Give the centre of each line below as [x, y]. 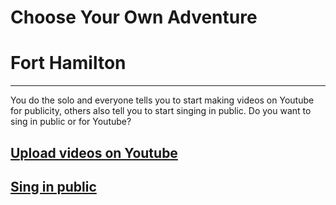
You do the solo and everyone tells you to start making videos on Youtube [162, 100]
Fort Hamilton [68, 63]
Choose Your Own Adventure [134, 17]
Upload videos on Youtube [94, 152]
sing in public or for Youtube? [71, 122]
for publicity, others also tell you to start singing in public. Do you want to [161, 111]
